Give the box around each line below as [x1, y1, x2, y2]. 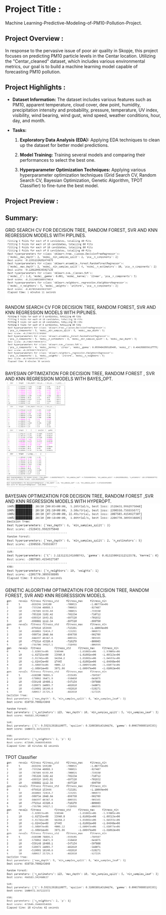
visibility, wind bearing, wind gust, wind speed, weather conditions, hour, [12, 112, 162, 118]
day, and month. [12, 117, 46, 123]
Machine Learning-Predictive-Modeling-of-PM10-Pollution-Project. [5, 20, 142, 26]
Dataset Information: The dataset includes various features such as [12, 96, 152, 102]
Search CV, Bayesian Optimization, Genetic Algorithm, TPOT [19, 177, 143, 183]
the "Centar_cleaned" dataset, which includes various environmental [5, 58, 145, 64]
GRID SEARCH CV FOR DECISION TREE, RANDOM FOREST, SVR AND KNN [5, 227, 158, 233]
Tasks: [12, 127, 27, 133]
